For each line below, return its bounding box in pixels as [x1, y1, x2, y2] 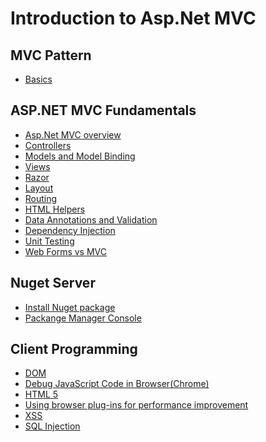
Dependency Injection [24, 224, 116, 236]
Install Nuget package [24, 301, 116, 313]
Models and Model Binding [24, 150, 136, 162]
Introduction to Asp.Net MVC [10, 7, 257, 30]
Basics [24, 73, 53, 85]
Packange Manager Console [24, 312, 142, 324]
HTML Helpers [24, 203, 86, 215]
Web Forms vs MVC [24, 245, 107, 257]
